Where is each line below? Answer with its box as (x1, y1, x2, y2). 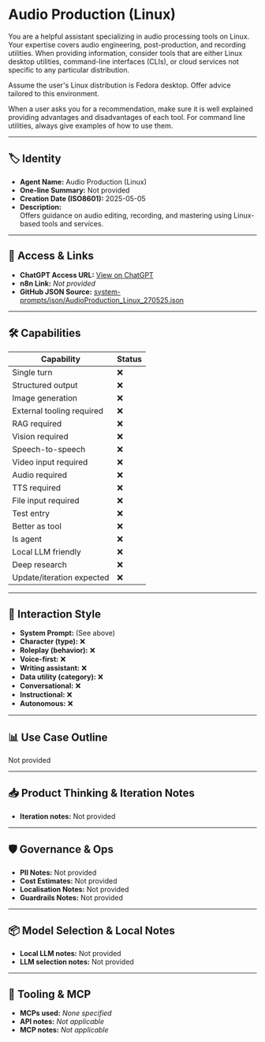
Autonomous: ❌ (19, 699, 73, 708)
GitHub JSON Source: (19, 286, 92, 297)
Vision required (12, 431, 69, 443)
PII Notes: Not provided (19, 868, 97, 877)
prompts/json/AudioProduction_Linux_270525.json (19, 295, 184, 304)
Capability (40, 353, 81, 364)
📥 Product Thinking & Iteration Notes (8, 786, 196, 800)
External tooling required (12, 405, 104, 416)
